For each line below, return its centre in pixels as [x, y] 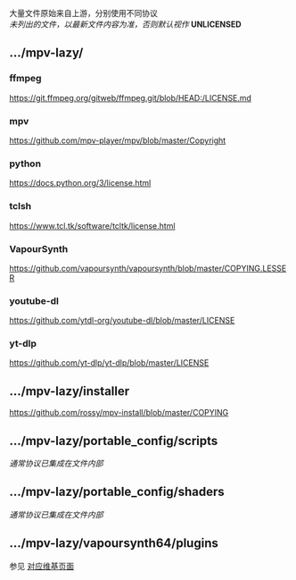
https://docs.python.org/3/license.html [80, 183]
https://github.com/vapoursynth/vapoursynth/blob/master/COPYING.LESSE [148, 268]
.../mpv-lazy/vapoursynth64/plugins [114, 543]
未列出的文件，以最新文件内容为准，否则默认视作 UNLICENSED [126, 24]
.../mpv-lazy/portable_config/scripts [114, 441]
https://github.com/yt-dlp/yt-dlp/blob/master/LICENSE [109, 363]
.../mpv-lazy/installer [70, 391]
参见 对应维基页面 [41, 566]
